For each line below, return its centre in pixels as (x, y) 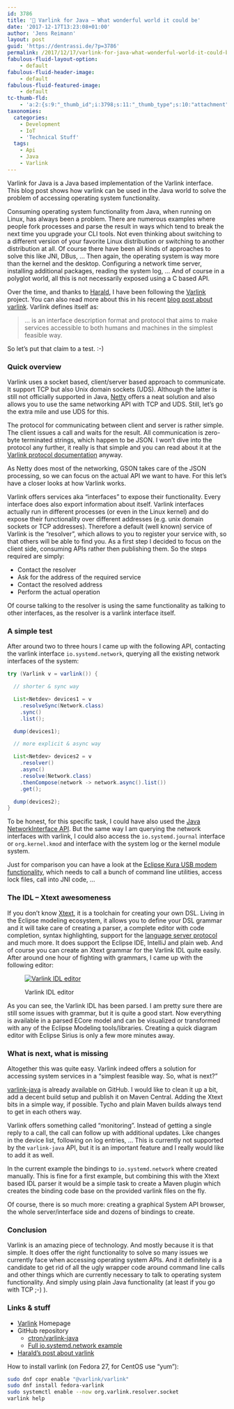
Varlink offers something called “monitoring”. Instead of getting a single (110, 1125)
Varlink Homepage (44, 1323)
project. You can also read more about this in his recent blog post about (110, 299)
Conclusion (27, 1229)
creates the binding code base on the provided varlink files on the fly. (107, 1191)
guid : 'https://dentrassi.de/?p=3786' (63, 46)
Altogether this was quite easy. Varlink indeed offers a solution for (102, 1068)
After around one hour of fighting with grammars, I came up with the (105, 958)
